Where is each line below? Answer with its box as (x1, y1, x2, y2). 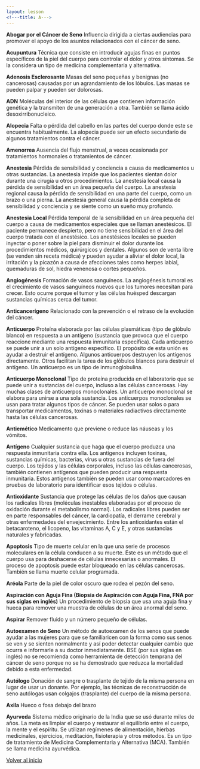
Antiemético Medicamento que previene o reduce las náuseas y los (6, 425, 174, 432)
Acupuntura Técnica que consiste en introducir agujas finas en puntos (6, 49, 180, 56)
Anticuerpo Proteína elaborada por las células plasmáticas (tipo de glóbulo (6, 325, 191, 333)
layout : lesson (6, 8, 44, 15)
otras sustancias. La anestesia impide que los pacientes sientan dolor (6, 170, 177, 177)
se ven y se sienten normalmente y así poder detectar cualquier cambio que (6, 640, 193, 647)
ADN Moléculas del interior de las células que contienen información (6, 97, 175, 105)
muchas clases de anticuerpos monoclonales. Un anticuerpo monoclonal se (6, 388, 193, 395)
